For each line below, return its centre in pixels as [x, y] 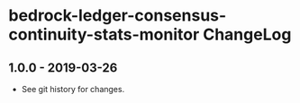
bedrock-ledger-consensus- [118, 16]
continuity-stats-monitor [104, 34]
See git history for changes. [73, 89]
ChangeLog [247, 34]
